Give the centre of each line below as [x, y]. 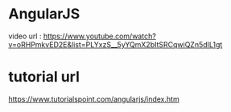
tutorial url [44, 77]
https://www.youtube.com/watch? [100, 36]
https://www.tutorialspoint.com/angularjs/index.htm [94, 99]
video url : [25, 36]
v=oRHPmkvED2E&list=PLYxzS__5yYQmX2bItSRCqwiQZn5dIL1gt [115, 44]
